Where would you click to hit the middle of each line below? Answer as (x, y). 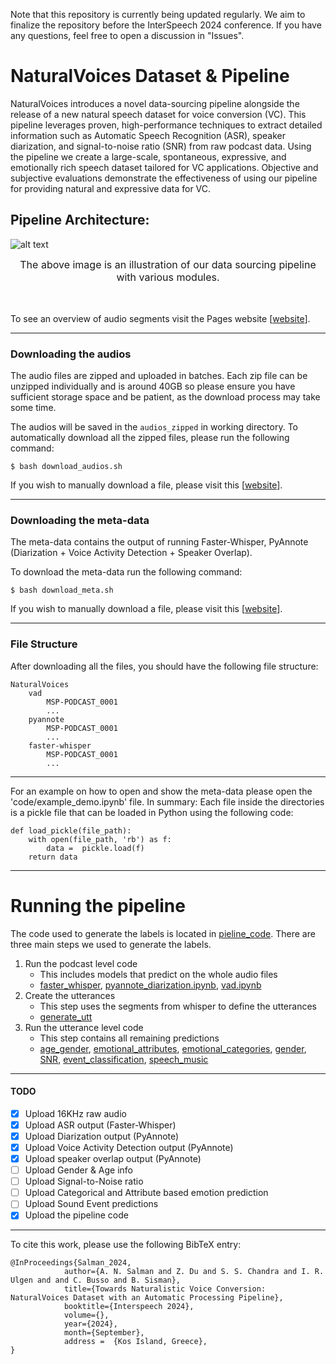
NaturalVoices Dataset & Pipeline (150, 76)
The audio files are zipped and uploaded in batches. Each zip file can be (159, 376)
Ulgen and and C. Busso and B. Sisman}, (96, 1280)
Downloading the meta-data (80, 520)
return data (53, 857)
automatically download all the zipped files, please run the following (150, 438)
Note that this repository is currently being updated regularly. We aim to (158, 14)
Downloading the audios (71, 354)
